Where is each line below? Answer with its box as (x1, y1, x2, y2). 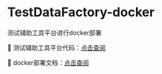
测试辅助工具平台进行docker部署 (7, 28, 102, 37)
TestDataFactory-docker (7, 4, 155, 20)
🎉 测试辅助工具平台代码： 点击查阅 (7, 43, 106, 51)
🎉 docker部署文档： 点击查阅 (7, 58, 89, 67)
